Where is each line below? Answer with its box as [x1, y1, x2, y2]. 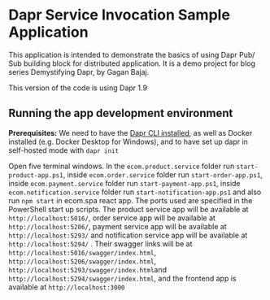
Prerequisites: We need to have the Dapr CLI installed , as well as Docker [8, 128, 253, 137]
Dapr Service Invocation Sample [8, 6, 230, 24]
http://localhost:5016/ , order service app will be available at [8, 213, 216, 223]
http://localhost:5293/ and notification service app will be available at [8, 230, 248, 240]
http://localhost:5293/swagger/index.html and [8, 264, 168, 274]
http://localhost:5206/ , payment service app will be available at [8, 221, 227, 231]
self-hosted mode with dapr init [8, 145, 120, 155]
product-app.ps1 [8, 171, 63, 180]
